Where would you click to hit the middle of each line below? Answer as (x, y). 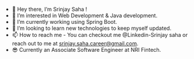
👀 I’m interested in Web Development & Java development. (85, 15)
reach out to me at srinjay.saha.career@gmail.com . (75, 44)
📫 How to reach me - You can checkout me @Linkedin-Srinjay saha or (100, 35)
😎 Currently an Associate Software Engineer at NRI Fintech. (86, 50)
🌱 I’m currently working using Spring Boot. (64, 22)
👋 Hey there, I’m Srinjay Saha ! (49, 9)
